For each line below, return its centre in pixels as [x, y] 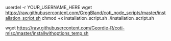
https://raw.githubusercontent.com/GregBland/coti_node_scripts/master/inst [86, 13]
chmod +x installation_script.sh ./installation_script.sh [98, 18]
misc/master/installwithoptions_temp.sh [47, 33]
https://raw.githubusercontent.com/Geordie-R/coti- [71, 28]
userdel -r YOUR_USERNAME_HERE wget [49, 7]
